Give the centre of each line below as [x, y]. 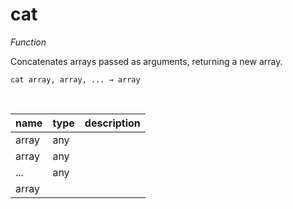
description [112, 123]
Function [28, 42]
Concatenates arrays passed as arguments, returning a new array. [146, 61]
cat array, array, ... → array [75, 79]
